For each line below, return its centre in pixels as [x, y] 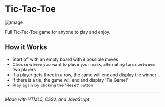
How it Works [26, 47]
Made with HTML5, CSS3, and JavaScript [47, 99]
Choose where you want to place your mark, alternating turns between [84, 64]
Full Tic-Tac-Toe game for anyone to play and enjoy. [58, 32]
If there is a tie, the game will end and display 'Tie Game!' [70, 80]
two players [24, 69]
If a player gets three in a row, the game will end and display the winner [84, 75]
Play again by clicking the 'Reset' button [53, 85]
